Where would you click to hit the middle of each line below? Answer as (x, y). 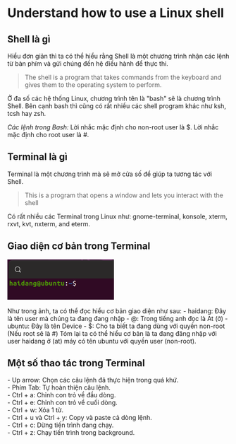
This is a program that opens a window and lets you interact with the (124, 195)
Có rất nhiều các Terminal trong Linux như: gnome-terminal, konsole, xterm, (117, 216)
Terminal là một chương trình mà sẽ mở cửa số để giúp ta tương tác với (110, 174)
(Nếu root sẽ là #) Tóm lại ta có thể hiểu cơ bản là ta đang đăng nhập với (112, 333)
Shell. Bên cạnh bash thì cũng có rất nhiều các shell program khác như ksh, (117, 106)
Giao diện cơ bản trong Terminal (79, 246)
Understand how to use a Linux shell (116, 13)
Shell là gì (29, 39)
